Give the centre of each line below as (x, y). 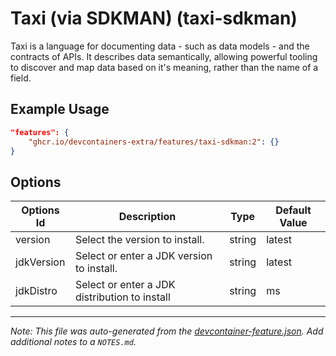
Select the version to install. (139, 240)
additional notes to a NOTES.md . (73, 342)
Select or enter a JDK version (143, 256)
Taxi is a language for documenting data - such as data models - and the (160, 46)
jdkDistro (36, 291)
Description (147, 217)
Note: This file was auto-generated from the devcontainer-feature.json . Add (167, 331)
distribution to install (122, 297)
